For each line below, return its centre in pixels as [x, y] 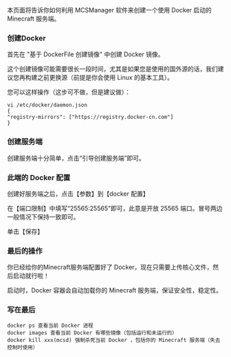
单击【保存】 [25, 231]
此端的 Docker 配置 [39, 177]
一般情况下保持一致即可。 [43, 217]
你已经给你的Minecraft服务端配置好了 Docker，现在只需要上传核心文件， [110, 267]
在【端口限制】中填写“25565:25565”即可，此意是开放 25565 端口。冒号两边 [115, 208]
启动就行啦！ [31, 276]
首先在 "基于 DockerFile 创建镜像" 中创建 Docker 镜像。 [86, 54]
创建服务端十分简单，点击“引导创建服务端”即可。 [76, 158]
